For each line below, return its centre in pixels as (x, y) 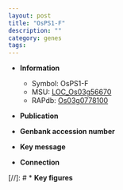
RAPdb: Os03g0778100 (70, 101)
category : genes (35, 38)
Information (40, 68)
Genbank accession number (67, 132)
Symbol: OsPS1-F (60, 84)
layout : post (30, 16)
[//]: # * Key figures (40, 178)
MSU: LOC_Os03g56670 (71, 92)
